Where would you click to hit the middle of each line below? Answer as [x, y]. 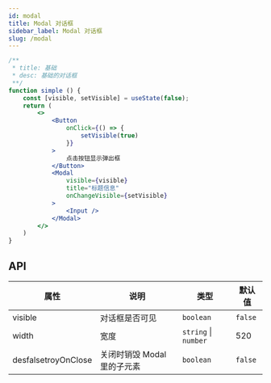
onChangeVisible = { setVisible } [117, 196]
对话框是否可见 [128, 318]
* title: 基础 [34, 68]
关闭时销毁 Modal [133, 354]
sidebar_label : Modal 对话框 [56, 31]
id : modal [25, 16]
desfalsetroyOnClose [52, 360]
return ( [38, 106]
